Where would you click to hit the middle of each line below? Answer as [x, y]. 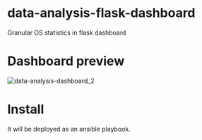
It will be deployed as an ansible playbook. [69, 129]
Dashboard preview [66, 61]
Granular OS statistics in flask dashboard [67, 33]
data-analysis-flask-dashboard [101, 13]
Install [26, 109]
